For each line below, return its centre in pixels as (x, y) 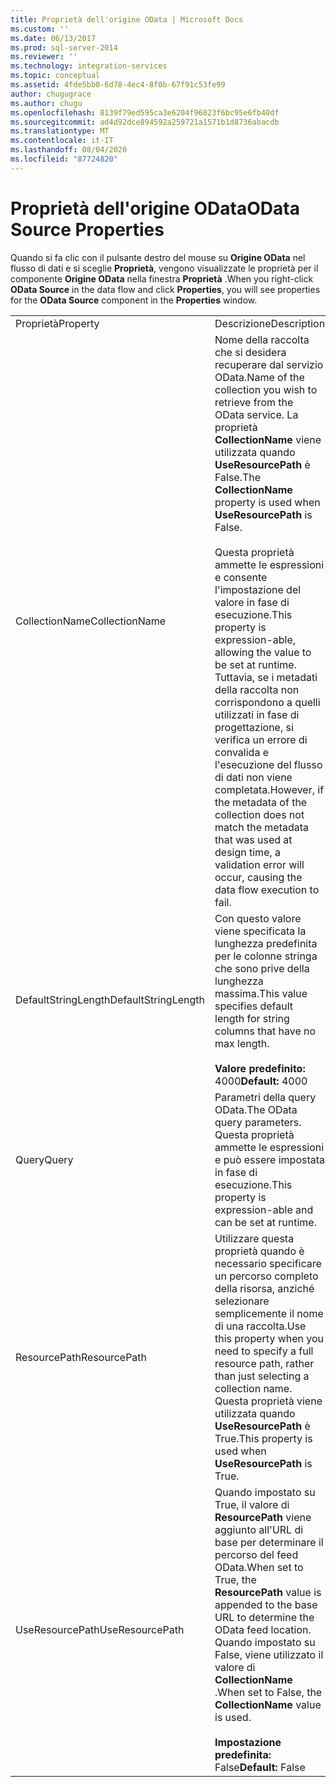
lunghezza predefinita (266, 943)
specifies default (254, 1006)
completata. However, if (269, 789)
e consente (241, 577)
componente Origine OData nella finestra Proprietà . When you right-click (162, 278)
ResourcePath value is (268, 1592)
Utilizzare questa (254, 1238)
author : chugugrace (51, 94)
